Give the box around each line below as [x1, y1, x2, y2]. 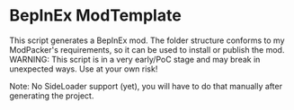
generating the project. [9, 90, 94, 101]
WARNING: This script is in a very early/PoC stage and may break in [9, 54, 261, 64]
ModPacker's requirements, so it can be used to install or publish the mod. [9, 44, 285, 55]
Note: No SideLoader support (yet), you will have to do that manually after [9, 80, 283, 91]
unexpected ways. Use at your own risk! [9, 63, 158, 74]
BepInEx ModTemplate [9, 5, 182, 26]
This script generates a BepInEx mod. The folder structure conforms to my [9, 35, 285, 46]
